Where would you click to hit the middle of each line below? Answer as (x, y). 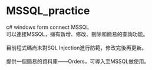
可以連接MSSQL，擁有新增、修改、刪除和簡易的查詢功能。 (77, 34)
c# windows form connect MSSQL (48, 27)
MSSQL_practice (48, 11)
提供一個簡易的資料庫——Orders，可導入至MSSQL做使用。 (78, 61)
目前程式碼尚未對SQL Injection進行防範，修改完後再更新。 (77, 48)
